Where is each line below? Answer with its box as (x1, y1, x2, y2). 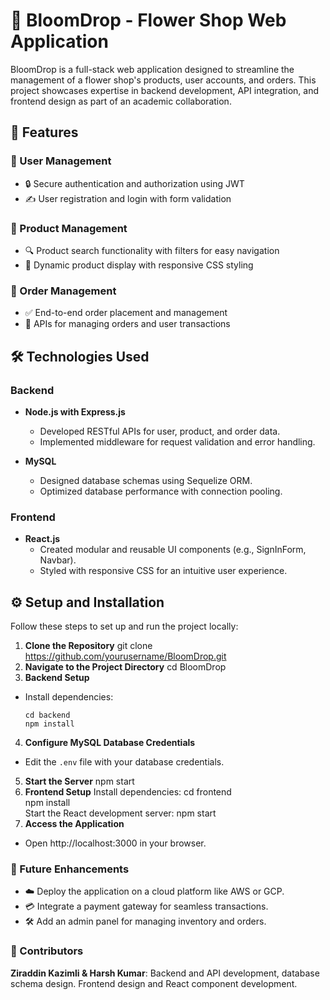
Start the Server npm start (24, 775, 135, 788)
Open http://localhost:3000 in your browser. (24, 837, 207, 849)
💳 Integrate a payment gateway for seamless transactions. (24, 900, 269, 913)
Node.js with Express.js (24, 405, 126, 418)
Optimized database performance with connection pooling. (39, 485, 283, 497)
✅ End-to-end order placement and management (24, 307, 228, 319)
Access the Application (24, 818, 125, 830)
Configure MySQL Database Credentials (24, 737, 196, 749)
